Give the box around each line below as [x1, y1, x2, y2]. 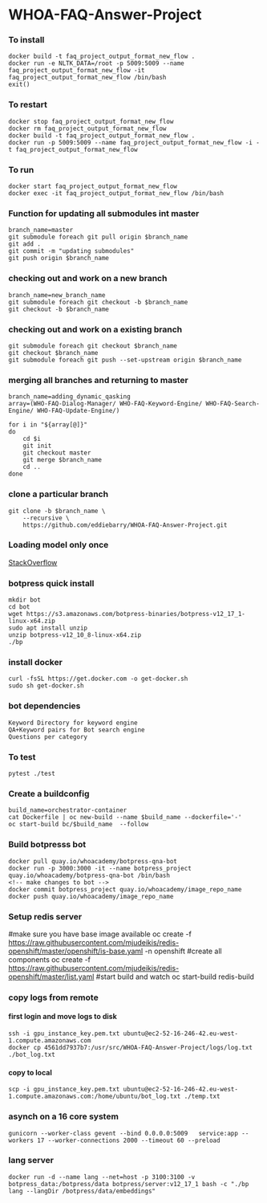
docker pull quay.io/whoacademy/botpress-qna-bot [8, 857, 178, 865]
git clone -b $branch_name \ [8, 507, 106, 515]
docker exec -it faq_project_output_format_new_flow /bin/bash [8, 190, 225, 198]
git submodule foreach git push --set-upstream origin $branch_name [8, 356, 242, 364]
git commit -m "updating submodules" [8, 247, 135, 255]
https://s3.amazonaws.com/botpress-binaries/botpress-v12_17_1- [26, 610, 246, 618]
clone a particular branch [8, 488, 109, 500]
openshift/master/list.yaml [8, 972, 95, 981]
